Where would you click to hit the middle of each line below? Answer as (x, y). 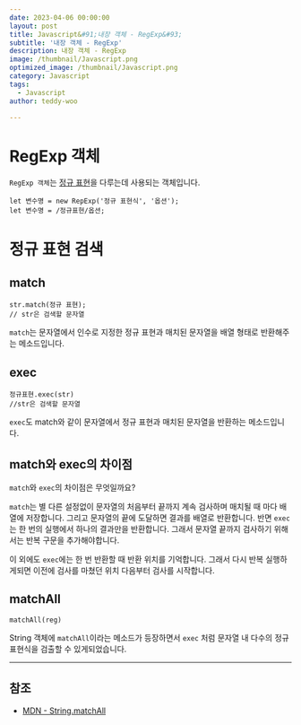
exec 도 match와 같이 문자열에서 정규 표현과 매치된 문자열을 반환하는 (128, 422)
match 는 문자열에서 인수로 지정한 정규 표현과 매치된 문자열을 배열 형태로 (134, 332)
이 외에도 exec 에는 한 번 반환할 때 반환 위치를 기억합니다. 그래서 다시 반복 (137, 559)
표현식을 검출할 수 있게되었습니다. (68, 649)
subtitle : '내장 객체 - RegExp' (66, 43)
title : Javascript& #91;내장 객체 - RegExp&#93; (96, 34)
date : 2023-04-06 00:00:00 (60, 17)
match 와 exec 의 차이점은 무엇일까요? (73, 487)
